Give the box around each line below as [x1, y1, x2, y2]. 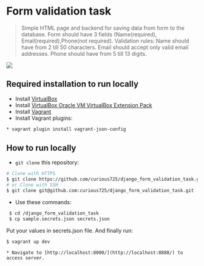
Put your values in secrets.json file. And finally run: [6, 227, 134, 234]
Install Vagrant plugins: [15, 114, 73, 122]
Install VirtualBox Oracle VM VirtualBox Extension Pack [15, 101, 153, 108]
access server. [6, 254, 45, 261]
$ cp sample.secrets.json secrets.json [8, 216, 110, 222]
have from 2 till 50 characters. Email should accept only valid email [21, 44, 189, 51]
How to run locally [6, 143, 76, 153]
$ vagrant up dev [6, 238, 50, 245]
